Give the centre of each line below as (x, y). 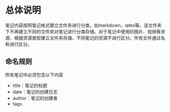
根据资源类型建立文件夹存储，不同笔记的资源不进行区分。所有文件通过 (87, 38)
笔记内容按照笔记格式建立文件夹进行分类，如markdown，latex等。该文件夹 (83, 25)
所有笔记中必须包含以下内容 (34, 75)
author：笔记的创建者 (35, 98)
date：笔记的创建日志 (35, 92)
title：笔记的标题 (30, 85)
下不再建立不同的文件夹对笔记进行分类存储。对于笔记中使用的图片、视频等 (83, 31)
